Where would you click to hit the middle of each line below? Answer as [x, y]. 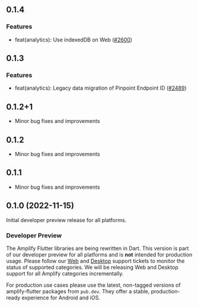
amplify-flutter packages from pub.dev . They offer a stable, [78, 291]
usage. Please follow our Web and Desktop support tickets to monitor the [95, 261]
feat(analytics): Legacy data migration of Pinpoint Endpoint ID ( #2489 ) [100, 88]
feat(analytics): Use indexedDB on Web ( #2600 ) [73, 39]
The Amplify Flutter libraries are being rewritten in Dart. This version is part [98, 248]
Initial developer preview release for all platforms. [66, 220]
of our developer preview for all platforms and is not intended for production [99, 254]
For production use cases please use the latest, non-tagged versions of [93, 285]
